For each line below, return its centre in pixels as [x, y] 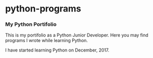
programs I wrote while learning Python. [47, 40]
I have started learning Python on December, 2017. [57, 50]
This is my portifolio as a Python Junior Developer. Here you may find [77, 35]
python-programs [43, 9]
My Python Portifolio [31, 24]
